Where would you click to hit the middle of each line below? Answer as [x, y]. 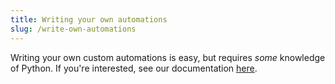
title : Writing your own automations [89, 19]
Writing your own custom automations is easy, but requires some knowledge [168, 57]
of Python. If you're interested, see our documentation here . [134, 68]
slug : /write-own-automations [73, 29]
